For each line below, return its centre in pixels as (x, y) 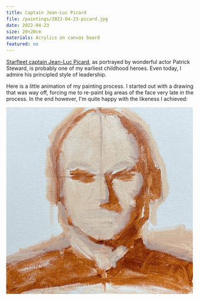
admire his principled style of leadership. (56, 74)
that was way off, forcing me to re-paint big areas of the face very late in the (100, 92)
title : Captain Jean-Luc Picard (46, 13)
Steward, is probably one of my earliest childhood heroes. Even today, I (94, 68)
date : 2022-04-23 (28, 25)
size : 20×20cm (24, 32)
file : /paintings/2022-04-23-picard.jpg (57, 19)
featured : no (22, 44)
